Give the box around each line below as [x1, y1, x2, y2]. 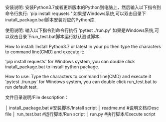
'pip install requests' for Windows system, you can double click [5, 59, 135, 64]
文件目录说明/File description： [5, 94, 69, 100]
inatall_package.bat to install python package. [5, 64, 100, 70]
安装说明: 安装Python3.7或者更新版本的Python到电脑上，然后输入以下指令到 [5, 4, 161, 10]
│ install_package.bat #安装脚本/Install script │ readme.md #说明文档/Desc [5, 105, 159, 111]
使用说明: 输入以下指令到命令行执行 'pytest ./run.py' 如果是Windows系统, [5, 27, 155, 33]
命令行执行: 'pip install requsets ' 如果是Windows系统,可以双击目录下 [5, 10, 146, 16]
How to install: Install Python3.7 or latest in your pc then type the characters [5, 44, 161, 49]
